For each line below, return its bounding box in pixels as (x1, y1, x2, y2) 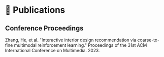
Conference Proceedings (5, 24, 84, 32)
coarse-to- (137, 37, 160, 43)
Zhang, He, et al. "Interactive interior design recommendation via (5, 37, 136, 43)
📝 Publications (5, 4, 66, 16)
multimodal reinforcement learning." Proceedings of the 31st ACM (14, 42, 147, 48)
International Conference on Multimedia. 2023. (5, 48, 100, 53)
